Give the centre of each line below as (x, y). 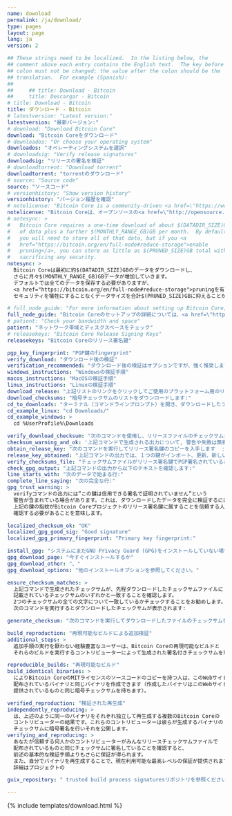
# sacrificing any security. (52, 257)
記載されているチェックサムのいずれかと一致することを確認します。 (95, 596)
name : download (29, 13)
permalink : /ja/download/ (44, 20)
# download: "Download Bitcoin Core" (61, 129)
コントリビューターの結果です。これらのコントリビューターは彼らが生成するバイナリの (118, 723)
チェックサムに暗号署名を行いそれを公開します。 (72, 729)
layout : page (26, 33)
